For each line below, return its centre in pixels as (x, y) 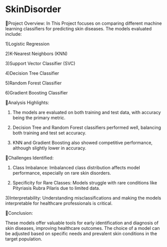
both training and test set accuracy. (49, 133)
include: (14, 34)
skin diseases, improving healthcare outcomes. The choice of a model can (82, 228)
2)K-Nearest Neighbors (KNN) (37, 54)
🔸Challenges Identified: (30, 158)
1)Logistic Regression (27, 43)
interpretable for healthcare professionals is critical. (59, 203)
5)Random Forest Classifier (34, 83)
